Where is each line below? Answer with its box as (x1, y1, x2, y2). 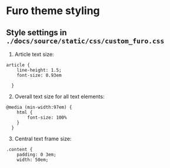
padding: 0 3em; (16, 152, 57, 157)
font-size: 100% (27, 115, 67, 120)
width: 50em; (16, 157, 49, 163)
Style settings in (6, 28, 67, 38)
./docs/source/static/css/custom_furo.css (6, 36, 165, 45)
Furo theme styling (6, 4, 100, 18)
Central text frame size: (14, 135, 72, 142)
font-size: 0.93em (16, 72, 62, 78)
